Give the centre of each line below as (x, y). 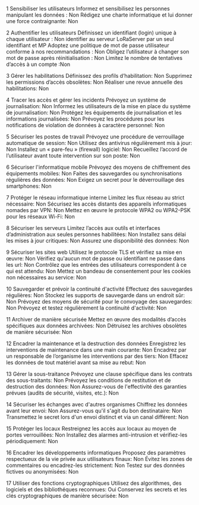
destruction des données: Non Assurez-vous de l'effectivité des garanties (97, 386)
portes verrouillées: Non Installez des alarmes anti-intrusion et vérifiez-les (97, 435)
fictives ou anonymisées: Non (42, 471)
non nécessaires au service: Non (46, 277)
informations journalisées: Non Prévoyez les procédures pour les (85, 119)
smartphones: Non (29, 186)
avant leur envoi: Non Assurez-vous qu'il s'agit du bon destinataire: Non (94, 411)
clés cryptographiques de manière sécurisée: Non (67, 496)
